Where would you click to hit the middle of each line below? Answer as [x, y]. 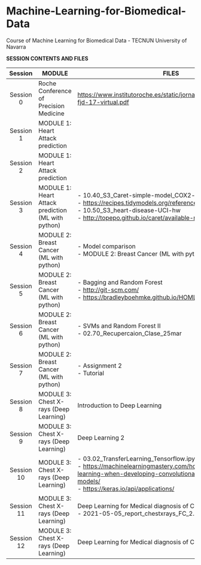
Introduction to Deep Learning [120, 405]
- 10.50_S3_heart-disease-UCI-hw [129, 210]
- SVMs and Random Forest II [119, 325]
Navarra [16, 47]
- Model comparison [106, 246]
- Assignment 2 [100, 366]
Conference [55, 91]
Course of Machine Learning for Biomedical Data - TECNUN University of [97, 40]
